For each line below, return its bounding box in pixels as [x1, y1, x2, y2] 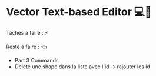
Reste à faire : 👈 [6, 43, 48, 50]
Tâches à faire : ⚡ [6, 29, 48, 36]
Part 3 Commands [14, 57, 59, 64]
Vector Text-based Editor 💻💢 [6, 5, 152, 19]
